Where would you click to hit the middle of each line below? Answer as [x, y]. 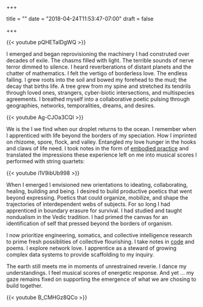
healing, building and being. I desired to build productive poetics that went [99, 191]
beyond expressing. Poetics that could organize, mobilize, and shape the [97, 197]
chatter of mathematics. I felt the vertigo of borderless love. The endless [97, 73]
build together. [25, 285]
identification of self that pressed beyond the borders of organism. [90, 223]
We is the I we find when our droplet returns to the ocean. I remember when [101, 129]
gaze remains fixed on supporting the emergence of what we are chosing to [101, 279]
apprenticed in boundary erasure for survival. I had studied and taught [94, 211]
